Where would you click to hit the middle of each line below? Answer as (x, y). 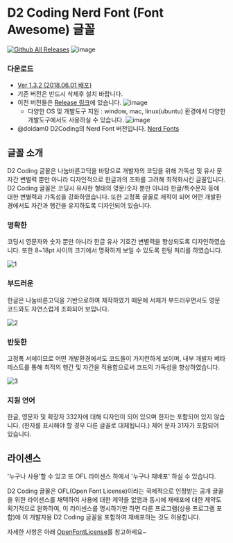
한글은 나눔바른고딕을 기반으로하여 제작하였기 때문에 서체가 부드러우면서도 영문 (114, 300)
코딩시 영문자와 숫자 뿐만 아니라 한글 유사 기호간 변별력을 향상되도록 (99, 242)
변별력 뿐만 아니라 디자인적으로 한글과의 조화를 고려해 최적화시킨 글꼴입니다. (123, 179)
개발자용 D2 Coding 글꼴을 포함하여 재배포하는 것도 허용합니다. (115, 517)
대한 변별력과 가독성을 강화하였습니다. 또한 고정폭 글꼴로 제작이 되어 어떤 (105, 197)
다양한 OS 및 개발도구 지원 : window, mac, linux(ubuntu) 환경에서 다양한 (127, 111)
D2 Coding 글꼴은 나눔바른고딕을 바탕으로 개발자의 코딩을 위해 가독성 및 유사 (111, 171)
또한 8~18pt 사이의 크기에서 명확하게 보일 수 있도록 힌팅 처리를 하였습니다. (122, 250)
